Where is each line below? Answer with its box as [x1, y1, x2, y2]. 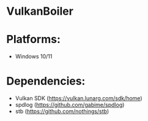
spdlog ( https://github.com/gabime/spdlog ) [15, 101, 125, 109]
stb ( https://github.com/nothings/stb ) [15, 107, 109, 115]
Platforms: [6, 33, 61, 47]
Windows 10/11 [15, 53, 53, 60]
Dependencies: [6, 74, 86, 88]
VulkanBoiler [6, 4, 73, 18]
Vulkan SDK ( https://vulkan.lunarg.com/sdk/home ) [15, 95, 142, 102]
